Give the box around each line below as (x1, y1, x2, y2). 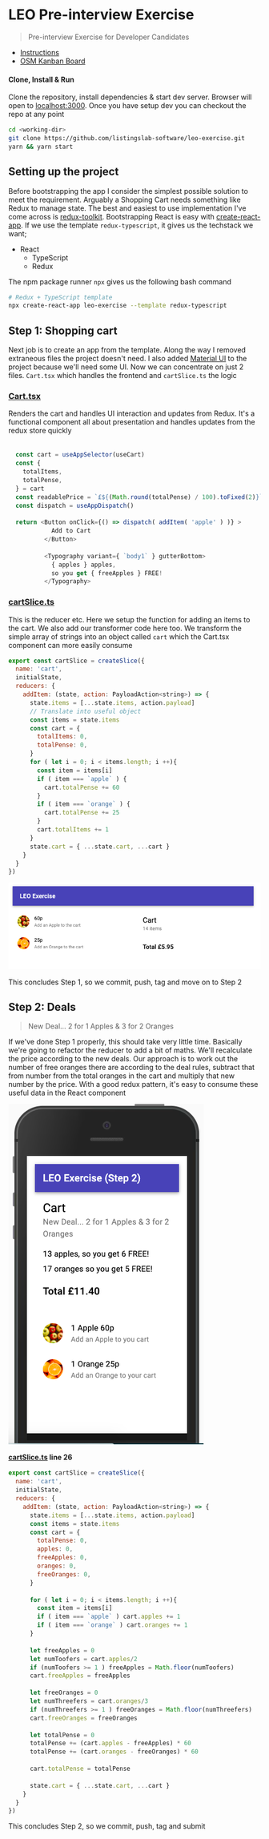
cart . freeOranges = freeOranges (29, 1714, 138, 1722)
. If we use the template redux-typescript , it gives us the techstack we (21, 220, 254, 230)
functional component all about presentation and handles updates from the (8, 417, 255, 427)
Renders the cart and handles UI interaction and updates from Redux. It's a (8, 408, 255, 418)
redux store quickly (8, 426, 72, 436)
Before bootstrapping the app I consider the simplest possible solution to (8, 186, 248, 195)
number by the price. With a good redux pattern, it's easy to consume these (8, 1080, 259, 1089)
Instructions (19, 47, 60, 57)
